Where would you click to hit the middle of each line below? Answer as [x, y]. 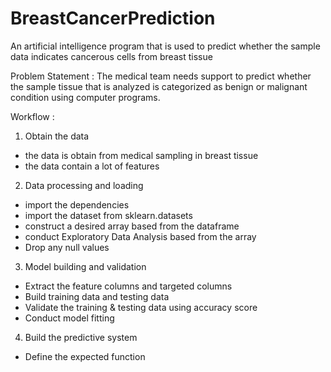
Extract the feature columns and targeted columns [128, 286]
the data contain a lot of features [92, 166]
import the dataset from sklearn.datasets [108, 215]
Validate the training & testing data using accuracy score [141, 307]
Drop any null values [67, 247]
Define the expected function [85, 356]
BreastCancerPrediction [113, 18]
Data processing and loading [84, 185]
